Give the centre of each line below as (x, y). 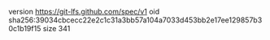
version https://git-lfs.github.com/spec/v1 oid (84, 12)
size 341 (57, 28)
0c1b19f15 (25, 28)
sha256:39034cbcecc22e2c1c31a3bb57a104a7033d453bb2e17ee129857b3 (135, 20)
